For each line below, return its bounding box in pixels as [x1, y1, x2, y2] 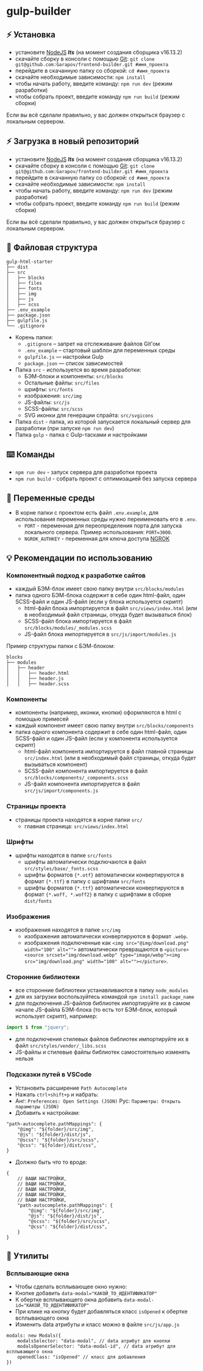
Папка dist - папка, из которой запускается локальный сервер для [15, 417, 191, 425]
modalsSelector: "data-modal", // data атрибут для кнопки [17, 1338, 171, 1344]
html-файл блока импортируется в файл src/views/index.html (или [24, 604, 198, 612]
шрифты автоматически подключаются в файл [24, 858, 146, 866]
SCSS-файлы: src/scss [24, 405, 84, 412]
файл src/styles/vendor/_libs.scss [15, 1042, 107, 1049]
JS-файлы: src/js [24, 399, 70, 406]
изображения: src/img [24, 392, 82, 399]
